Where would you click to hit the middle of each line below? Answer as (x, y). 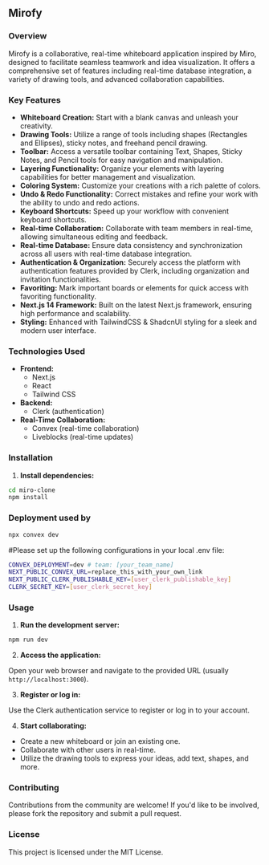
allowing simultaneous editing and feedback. (94, 237)
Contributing (34, 788)
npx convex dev (34, 534)
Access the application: (61, 655)
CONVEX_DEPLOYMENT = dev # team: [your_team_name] (91, 565)
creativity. (37, 126)
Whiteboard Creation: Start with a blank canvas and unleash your (129, 117)
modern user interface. (58, 330)
